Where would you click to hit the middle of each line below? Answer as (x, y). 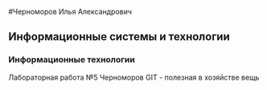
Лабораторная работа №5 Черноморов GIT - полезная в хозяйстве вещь (134, 77)
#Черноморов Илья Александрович (70, 12)
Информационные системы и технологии (119, 37)
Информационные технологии (72, 59)
